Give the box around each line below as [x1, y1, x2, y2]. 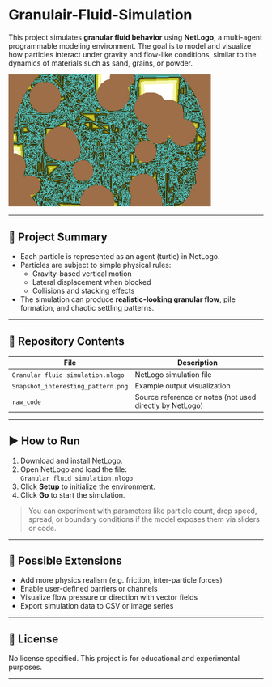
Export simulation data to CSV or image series [19, 601, 174, 611]
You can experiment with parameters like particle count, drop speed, [28, 506, 257, 515]
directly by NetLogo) [134, 401, 204, 410]
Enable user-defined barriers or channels [19, 584, 158, 594]
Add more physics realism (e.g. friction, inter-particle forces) [19, 575, 223, 585]
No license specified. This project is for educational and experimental [8, 654, 240, 664]
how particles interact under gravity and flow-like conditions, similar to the [8, 49, 257, 59]
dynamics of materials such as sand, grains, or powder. [8, 58, 193, 68]
